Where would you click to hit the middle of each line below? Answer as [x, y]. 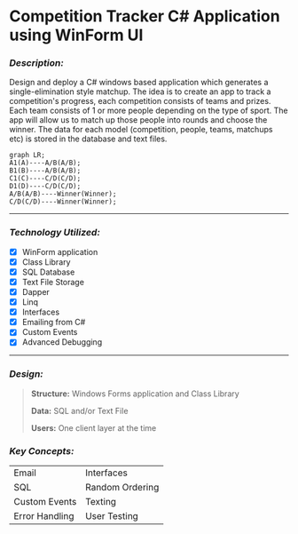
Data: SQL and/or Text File [79, 410]
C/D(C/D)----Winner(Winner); [63, 202]
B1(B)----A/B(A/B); [45, 171]
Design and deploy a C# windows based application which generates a [139, 83]
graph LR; [27, 155]
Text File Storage [53, 282]
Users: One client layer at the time [94, 427]
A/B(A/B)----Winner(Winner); [63, 194]
